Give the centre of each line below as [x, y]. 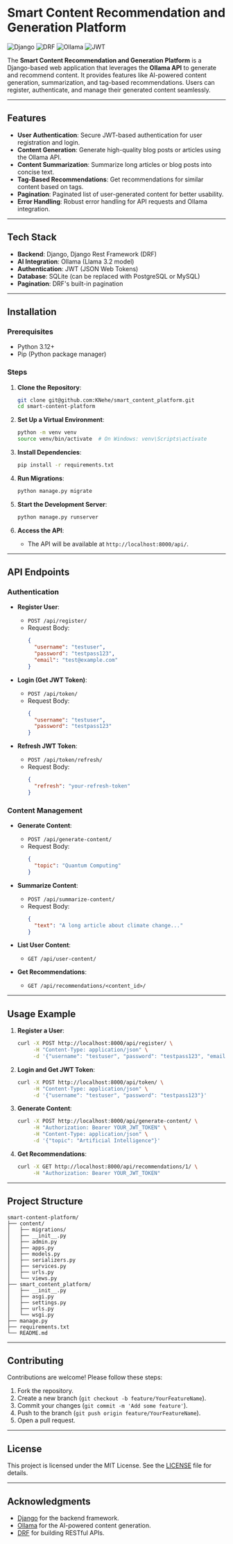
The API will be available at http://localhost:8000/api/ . [108, 544]
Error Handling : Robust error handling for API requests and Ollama [112, 201]
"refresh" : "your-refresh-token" [82, 786]
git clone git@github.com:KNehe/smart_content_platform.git [106, 400]
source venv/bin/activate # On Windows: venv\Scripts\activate [112, 439]
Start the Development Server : [62, 504]
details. [18, 1473]
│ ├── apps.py [31, 1248]
